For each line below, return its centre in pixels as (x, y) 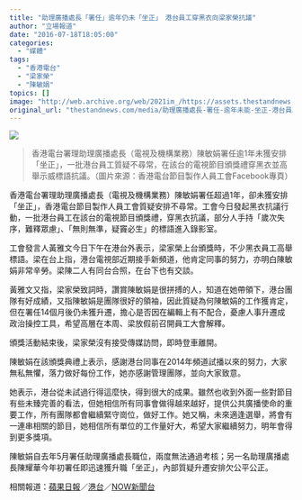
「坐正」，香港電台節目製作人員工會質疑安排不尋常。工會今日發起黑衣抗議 (145, 206)
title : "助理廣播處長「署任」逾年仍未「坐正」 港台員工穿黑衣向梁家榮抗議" (133, 18)
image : (22, 101)
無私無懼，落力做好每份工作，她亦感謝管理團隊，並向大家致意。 (127, 373)
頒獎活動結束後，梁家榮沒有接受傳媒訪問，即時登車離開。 (115, 342)
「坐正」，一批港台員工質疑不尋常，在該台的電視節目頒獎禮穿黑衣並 (155, 165)
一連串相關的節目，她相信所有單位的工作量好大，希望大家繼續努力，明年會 (147, 426)
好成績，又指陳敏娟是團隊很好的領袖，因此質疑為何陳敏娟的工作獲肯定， (159, 301)
